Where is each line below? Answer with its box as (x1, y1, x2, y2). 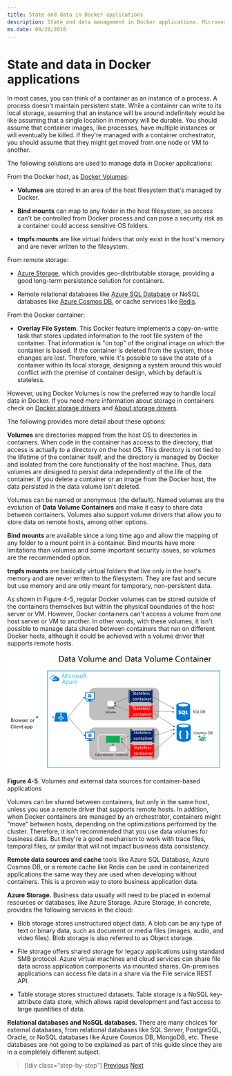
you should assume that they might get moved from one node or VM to (7, 139, 209, 147)
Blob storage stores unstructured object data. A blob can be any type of (17, 919, 222, 928)
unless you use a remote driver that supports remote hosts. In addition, (7, 805, 209, 814)
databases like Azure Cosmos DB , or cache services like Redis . (17, 297, 197, 306)
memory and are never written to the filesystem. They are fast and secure (7, 574, 217, 582)
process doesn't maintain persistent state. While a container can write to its (7, 101, 222, 110)
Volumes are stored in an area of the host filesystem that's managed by (17, 186, 222, 194)
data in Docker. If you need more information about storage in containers (7, 397, 214, 405)
